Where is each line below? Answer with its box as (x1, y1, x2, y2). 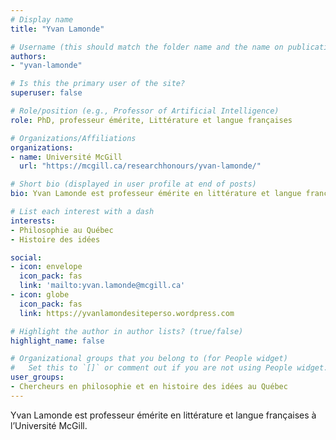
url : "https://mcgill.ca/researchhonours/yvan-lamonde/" (19, 161, 262, 171)
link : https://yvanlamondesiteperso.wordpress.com (19, 308, 235, 318)
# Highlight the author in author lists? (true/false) (10, 326, 244, 336)
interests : (10, 216, 56, 226)
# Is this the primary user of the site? (10, 79, 186, 89)
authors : (10, 51, 47, 61)
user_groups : (10, 372, 65, 383)
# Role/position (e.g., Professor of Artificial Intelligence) (10, 106, 280, 116)
